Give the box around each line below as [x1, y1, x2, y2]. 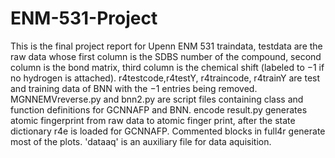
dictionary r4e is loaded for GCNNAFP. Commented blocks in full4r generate [10, 125, 326, 137]
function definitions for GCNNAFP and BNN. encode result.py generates [10, 103, 308, 116]
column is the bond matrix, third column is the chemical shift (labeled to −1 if [10, 61, 325, 73]
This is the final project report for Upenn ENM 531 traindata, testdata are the [10, 40, 323, 52]
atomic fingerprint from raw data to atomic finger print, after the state [10, 114, 296, 126]
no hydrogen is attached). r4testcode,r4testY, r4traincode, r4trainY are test [10, 72, 321, 84]
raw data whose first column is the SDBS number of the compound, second [10, 50, 322, 62]
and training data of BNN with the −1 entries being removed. [10, 82, 258, 94]
